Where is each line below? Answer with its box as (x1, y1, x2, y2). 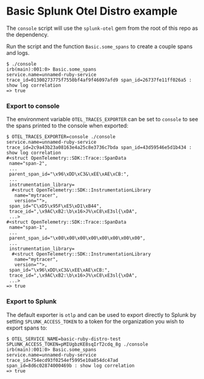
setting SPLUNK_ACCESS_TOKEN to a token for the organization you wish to (6, 317, 185, 325)
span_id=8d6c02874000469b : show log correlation (6, 363, 135, 369)
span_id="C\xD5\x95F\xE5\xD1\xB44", (9, 203, 102, 210)
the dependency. (6, 30, 49, 38)
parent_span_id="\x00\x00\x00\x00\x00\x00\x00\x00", (9, 235, 146, 241)
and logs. (6, 49, 30, 56)
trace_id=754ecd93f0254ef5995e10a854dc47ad (6, 357, 119, 363)
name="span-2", (9, 160, 47, 167)
